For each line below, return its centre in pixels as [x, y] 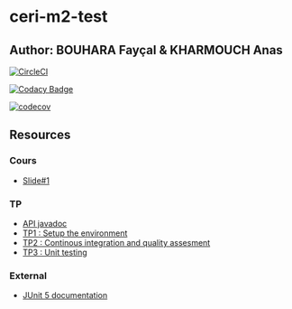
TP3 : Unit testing [55, 252]
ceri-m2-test [59, 17]
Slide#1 [36, 180]
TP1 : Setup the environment [75, 233]
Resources [40, 135]
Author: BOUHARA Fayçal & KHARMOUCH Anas [146, 50]
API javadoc [45, 223]
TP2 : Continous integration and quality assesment [116, 242]
